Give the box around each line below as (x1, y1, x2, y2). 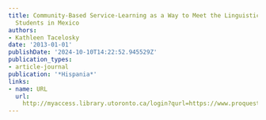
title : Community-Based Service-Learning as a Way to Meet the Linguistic (8, 11, 260, 20)
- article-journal (8, 63, 69, 71)
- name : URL (8, 84, 47, 93)
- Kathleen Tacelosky (8, 33, 80, 42)
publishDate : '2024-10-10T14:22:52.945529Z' (8, 48, 158, 56)
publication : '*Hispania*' (8, 70, 97, 78)
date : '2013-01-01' (8, 41, 73, 49)
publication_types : (8, 56, 73, 64)
